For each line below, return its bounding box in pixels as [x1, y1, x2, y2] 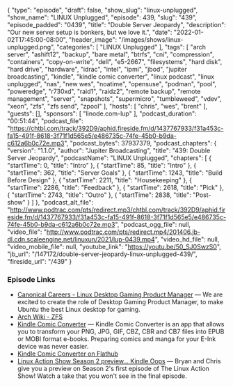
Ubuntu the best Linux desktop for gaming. [17, 306, 140, 314]
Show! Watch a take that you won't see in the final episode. [17, 372, 187, 380]
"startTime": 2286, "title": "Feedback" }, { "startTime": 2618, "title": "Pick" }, [7, 184, 224, 191]
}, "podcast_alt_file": [35, 198, 94, 206]
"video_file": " [7, 228, 47, 236]
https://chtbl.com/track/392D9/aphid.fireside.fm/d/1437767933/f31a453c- [10, 125, 224, 132]
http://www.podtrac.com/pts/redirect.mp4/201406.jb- [46, 228, 200, 236]
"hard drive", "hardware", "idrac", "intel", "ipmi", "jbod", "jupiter [7, 65, 187, 73]
